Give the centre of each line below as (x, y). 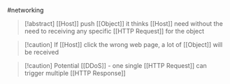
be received (42, 52)
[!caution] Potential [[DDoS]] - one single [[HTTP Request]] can (116, 65)
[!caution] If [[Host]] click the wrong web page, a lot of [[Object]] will (123, 44)
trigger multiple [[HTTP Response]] (75, 73)
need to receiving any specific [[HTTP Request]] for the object (114, 31)
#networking (26, 10)
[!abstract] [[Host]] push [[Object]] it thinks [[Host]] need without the (124, 23)
